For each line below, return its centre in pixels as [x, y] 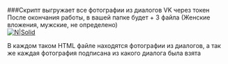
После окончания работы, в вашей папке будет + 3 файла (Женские [109, 17]
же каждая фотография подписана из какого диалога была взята [104, 53]
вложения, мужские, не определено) [62, 25]
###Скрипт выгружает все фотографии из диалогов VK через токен [108, 10]
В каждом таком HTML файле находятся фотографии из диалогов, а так [114, 46]
